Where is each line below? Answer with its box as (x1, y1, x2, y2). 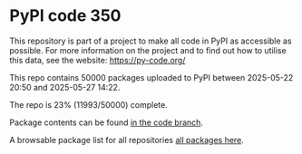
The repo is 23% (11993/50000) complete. (9, 99, 168, 110)
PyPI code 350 (9, 5, 122, 26)
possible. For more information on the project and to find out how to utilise (9, 44, 287, 55)
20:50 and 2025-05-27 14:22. (9, 82, 121, 92)
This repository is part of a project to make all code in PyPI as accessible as (9, 35, 292, 46)
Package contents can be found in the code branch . (9, 117, 204, 128)
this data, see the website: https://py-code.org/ (9, 54, 186, 65)
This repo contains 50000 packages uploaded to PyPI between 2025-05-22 (9, 72, 294, 82)
